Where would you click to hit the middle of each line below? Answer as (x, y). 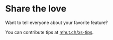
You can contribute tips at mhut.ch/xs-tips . (49, 32)
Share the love (36, 9)
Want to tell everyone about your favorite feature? (56, 22)
